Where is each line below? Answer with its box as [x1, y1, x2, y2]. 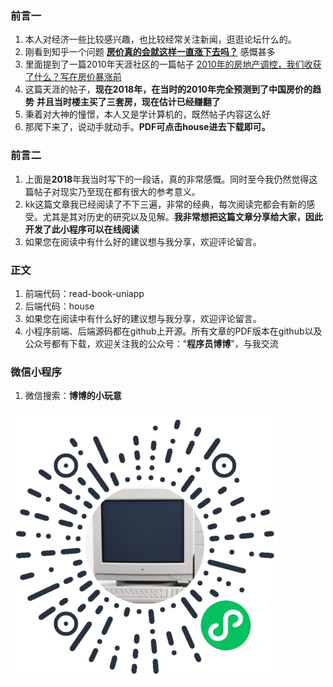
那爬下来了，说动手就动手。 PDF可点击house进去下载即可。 [24, 121, 271, 133]
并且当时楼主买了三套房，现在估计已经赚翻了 [36, 96, 221, 108]
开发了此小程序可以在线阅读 [24, 223, 140, 235]
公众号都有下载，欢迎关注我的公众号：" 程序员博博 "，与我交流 [24, 337, 279, 349]
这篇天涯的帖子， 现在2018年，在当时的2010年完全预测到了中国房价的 [24, 83, 313, 96]
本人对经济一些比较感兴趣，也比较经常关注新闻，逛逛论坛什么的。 [24, 33, 297, 46]
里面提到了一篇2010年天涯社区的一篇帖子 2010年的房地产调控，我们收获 [24, 58, 322, 71]
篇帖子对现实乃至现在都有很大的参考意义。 [24, 185, 201, 197]
